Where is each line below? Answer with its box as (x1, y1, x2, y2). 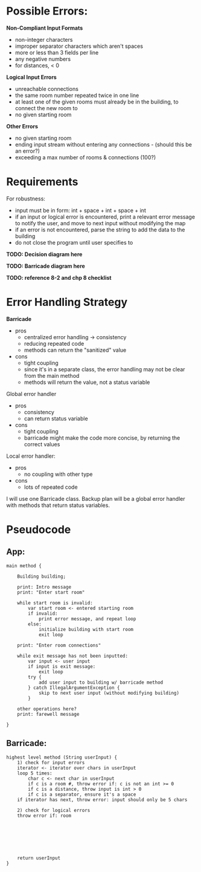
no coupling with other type (24, 471, 93, 478)
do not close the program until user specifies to (14, 239, 133, 246)
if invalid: (28, 610, 59, 616)
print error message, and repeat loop (38, 616, 136, 622)
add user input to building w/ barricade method (38, 679, 164, 685)
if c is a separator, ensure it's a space (28, 791, 136, 798)
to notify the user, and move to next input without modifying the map (14, 219, 186, 226)
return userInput (17, 855, 61, 861)
